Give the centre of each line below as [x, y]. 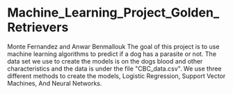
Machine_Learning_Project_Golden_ [113, 13]
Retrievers [38, 27]
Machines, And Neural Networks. [55, 83]
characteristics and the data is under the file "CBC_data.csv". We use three [114, 68]
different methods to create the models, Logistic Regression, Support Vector [116, 76]
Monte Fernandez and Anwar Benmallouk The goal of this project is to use [113, 46]
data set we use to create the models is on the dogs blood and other [105, 61]
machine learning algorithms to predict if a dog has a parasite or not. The [112, 54]
